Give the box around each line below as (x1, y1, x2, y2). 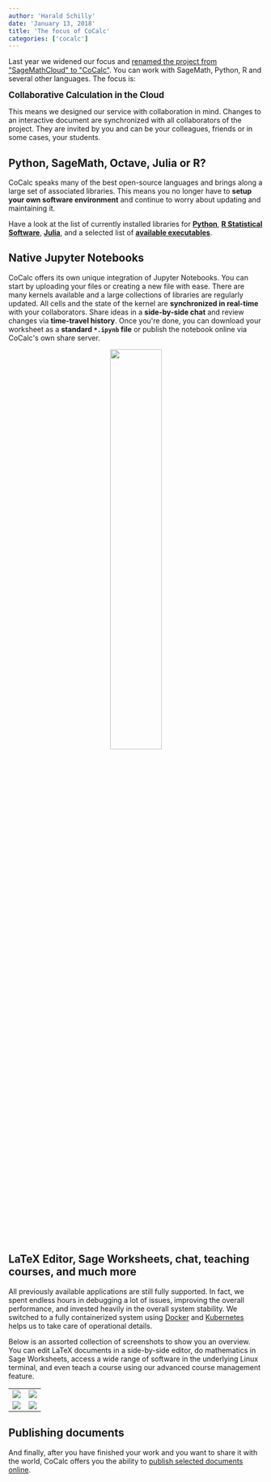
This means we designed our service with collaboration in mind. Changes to (8, 107, 261, 117)
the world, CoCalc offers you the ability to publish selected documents (8, 1456, 243, 1466)
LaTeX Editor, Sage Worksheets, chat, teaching (8, 1253, 250, 1266)
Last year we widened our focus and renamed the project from (8, 57, 217, 66)
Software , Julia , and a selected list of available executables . (8, 228, 213, 237)
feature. (8, 1371, 35, 1381)
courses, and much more (8, 1265, 137, 1279)
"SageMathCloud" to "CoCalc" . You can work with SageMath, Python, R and (8, 66, 262, 75)
